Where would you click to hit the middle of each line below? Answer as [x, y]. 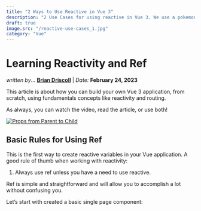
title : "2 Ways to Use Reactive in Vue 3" [60, 12]
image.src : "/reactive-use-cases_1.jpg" [57, 28]
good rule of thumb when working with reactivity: [67, 160]
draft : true [21, 23]
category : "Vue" [26, 34]
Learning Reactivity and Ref [77, 64]
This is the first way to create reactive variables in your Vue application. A [97, 154]
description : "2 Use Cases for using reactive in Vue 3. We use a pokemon [101, 17]
